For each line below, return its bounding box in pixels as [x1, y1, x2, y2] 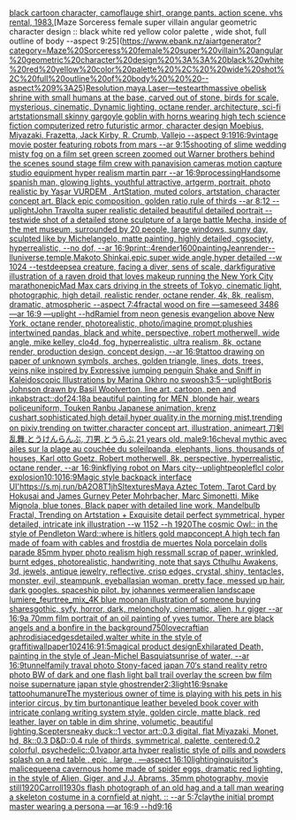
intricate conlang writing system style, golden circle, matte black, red [9, 708, 261, 717]
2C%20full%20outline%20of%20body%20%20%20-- [9, 73, 209, 83]
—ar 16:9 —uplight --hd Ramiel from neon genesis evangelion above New [9, 309, 276, 319]
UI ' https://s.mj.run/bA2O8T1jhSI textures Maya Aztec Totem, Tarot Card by [9, 482, 277, 491]
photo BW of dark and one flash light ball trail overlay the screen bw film [9, 669, 272, 680]
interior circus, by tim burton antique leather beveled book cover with [9, 698, 259, 708]
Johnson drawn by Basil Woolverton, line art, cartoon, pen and [9, 384, 237, 394]
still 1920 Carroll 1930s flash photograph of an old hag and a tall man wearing [9, 783, 285, 793]
